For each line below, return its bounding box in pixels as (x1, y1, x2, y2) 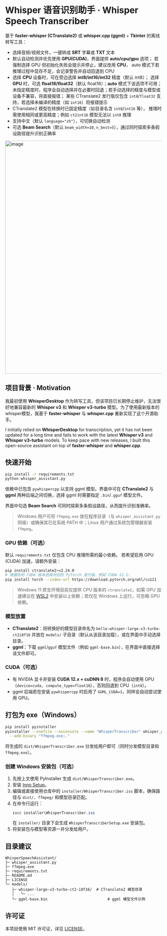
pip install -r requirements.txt (5, 471, 75, 476)
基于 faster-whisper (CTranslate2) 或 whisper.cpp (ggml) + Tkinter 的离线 (5, 32, 160, 38)
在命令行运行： (12, 800, 43, 806)
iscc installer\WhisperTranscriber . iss (12, 810, 95, 815)
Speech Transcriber (5, 15, 89, 27)
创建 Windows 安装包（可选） (5, 763, 77, 770)
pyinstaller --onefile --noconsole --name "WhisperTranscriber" (5, 729, 141, 734)
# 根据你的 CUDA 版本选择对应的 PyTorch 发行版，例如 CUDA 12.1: (5, 573, 131, 578)
